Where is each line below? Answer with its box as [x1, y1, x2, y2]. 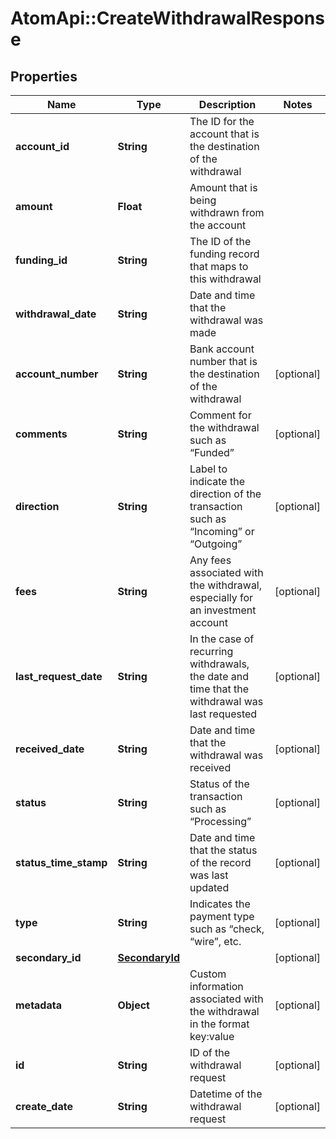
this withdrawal [189, 272, 262, 286]
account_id [15, 140, 70, 153]
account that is [189, 127, 260, 141]
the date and [189, 670, 250, 683]
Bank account [189, 342, 255, 356]
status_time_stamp [15, 856, 108, 869]
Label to [189, 462, 228, 476]
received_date [15, 742, 85, 756]
